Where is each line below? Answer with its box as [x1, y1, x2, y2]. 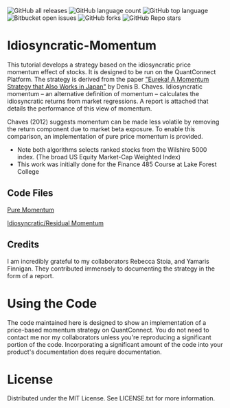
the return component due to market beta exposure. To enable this [7, 124, 196, 133]
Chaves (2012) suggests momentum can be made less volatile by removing [7, 117, 220, 126]
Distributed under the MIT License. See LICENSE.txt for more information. [7, 394, 216, 403]
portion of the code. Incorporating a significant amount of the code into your [7, 340, 223, 348]
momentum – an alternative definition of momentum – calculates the [7, 89, 200, 98]
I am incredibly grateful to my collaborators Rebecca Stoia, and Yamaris [7, 257, 209, 265]
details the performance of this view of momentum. [7, 104, 152, 113]
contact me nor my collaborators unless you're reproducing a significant [7, 333, 211, 341]
